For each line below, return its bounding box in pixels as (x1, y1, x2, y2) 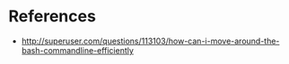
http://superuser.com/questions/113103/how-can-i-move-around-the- (21, 36, 280, 46)
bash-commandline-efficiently (21, 44, 134, 55)
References (8, 6, 96, 27)
